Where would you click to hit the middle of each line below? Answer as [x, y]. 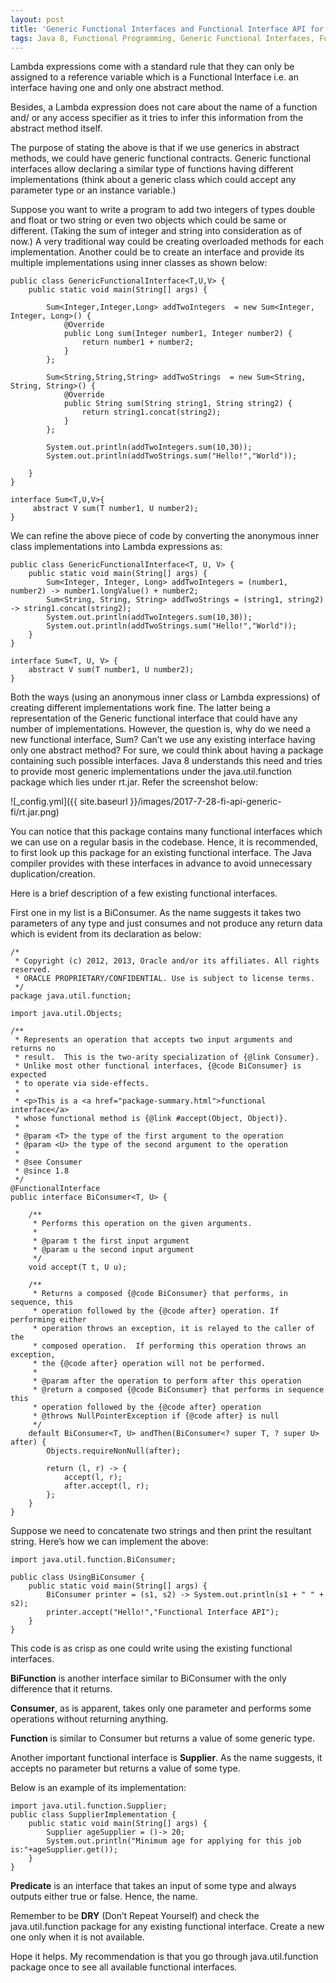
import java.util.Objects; [66, 1014]
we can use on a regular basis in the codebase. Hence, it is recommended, [164, 842]
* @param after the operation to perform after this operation [167, 1381]
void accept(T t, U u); [78, 1267]
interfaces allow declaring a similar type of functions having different [152, 169]
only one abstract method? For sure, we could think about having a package [167, 750]
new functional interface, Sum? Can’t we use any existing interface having [163, 740]
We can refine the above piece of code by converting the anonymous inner [165, 536]
